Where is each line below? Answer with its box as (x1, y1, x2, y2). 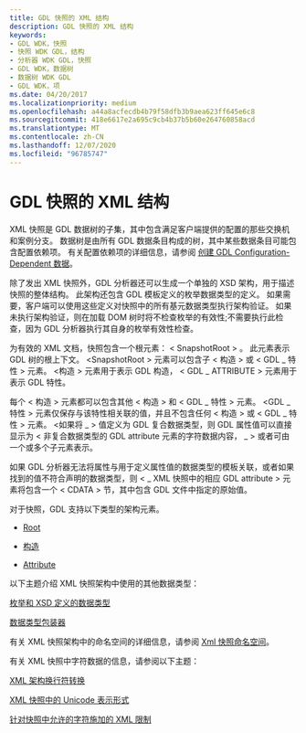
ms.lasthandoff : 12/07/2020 (9, 141, 117, 150)
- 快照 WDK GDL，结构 (9, 48, 85, 57)
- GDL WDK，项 (9, 81, 61, 90)
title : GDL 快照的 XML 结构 (9, 13, 110, 23)
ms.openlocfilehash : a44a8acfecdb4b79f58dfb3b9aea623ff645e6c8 (9, 107, 256, 116)
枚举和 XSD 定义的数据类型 (9, 597, 111, 608)
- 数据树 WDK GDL (9, 73, 71, 82)
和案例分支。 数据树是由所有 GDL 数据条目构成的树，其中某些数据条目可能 (9, 235, 290, 246)
